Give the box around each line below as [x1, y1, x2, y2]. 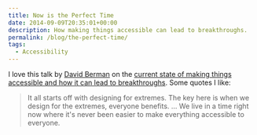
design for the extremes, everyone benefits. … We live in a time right [27, 101, 249, 111]
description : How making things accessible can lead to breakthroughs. [8, 26, 248, 34]
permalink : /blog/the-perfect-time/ [8, 33, 128, 42]
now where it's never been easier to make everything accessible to [27, 110, 245, 119]
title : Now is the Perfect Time [8, 11, 114, 20]
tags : [8, 41, 26, 49]
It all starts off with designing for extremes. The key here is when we [27, 93, 250, 102]
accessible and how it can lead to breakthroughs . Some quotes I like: [8, 78, 231, 87]
